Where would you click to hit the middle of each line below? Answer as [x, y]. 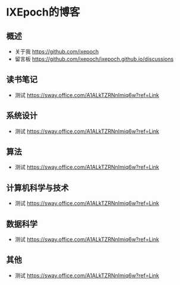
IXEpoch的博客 [43, 12]
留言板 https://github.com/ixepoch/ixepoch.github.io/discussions [94, 59]
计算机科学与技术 [37, 188]
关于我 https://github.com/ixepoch [57, 52]
